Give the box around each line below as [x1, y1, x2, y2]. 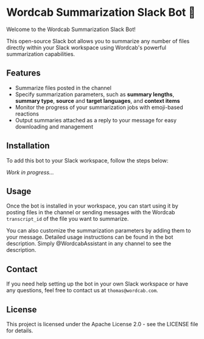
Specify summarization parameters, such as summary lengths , [15, 91, 175, 98]
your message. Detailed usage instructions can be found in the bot [6, 234, 174, 241]
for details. [6, 327, 33, 334]
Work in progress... [6, 169, 54, 176]
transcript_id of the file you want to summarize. [6, 215, 129, 223]
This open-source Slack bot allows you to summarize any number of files [6, 37, 190, 44]
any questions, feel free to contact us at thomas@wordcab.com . [6, 287, 158, 294]
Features [6, 68, 41, 79]
